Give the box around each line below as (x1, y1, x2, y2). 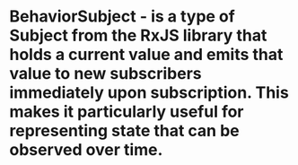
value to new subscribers (9, 64, 202, 84)
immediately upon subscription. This (9, 82, 289, 103)
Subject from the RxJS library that (9, 25, 267, 46)
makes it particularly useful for (9, 101, 244, 122)
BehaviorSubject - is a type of (9, 6, 235, 27)
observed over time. (9, 140, 163, 161)
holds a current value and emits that (9, 45, 284, 65)
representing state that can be (9, 121, 240, 141)
